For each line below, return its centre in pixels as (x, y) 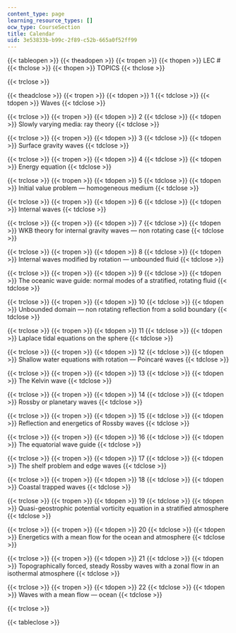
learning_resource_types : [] (50, 21)
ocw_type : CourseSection (44, 27)
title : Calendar (31, 34)
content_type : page (36, 14)
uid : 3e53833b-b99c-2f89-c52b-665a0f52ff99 (72, 40)
